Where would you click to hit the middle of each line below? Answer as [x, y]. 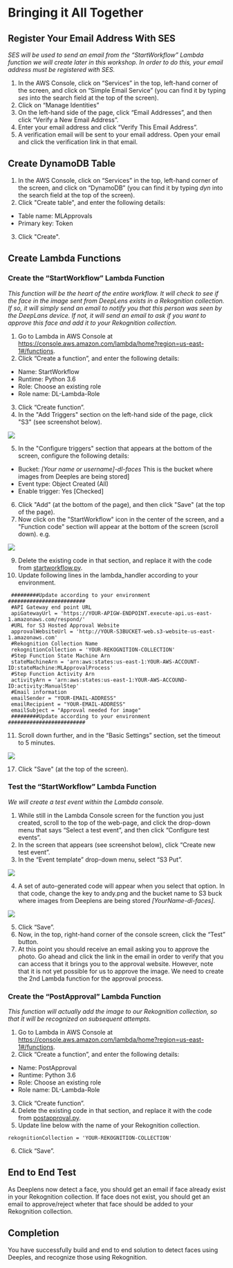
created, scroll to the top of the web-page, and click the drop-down [114, 823]
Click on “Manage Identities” [58, 105]
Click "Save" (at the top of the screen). [73, 769]
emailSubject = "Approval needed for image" [76, 710]
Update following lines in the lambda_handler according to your [108, 575]
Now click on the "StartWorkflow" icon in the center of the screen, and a [121, 519]
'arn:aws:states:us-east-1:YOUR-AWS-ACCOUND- [121, 680]
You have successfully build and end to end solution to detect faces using [113, 1250]
